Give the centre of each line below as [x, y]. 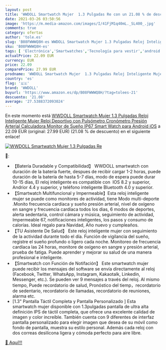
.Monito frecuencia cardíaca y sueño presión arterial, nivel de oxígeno [83, 204]
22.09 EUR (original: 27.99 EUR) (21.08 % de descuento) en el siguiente [78, 131]
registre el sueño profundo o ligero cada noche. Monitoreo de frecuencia [86, 242]
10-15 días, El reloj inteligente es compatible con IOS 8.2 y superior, [81, 182]
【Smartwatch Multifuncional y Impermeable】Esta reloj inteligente [81, 193]
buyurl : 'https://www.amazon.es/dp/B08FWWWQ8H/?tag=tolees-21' [72, 92]
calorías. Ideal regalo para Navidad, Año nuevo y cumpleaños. [76, 225]
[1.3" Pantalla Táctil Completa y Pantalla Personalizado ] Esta [74, 302]
